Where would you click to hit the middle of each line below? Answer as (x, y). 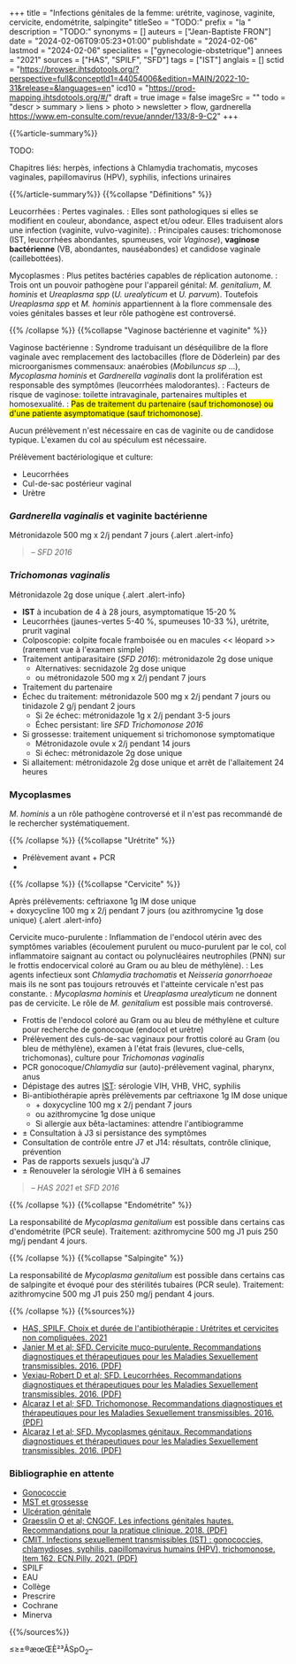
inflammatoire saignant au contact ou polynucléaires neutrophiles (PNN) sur (147, 956)
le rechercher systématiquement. (69, 823)
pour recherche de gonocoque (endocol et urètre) (113, 1029)
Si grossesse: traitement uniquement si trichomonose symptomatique (148, 734)
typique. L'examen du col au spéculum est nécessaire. (108, 440)
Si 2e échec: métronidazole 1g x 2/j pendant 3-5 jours (133, 715)
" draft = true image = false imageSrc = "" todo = (197, 97)
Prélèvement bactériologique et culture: (81, 457)
